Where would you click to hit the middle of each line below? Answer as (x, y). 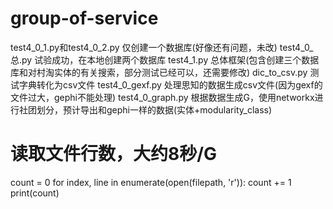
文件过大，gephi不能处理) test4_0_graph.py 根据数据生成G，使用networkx (162, 97)
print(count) (35, 193)
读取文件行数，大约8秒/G (114, 154)
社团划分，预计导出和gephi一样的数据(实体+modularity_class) (145, 109)
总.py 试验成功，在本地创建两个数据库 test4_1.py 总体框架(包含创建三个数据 (165, 59)
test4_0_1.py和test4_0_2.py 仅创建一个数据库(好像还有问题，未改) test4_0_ (162, 47)
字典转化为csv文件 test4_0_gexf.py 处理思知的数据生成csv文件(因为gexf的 (170, 84)
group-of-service (84, 18)
